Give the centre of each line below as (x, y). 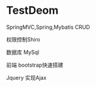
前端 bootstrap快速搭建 (35, 65)
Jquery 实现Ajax (26, 77)
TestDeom (32, 10)
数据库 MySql (23, 52)
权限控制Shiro (23, 39)
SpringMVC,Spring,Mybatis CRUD (48, 27)
